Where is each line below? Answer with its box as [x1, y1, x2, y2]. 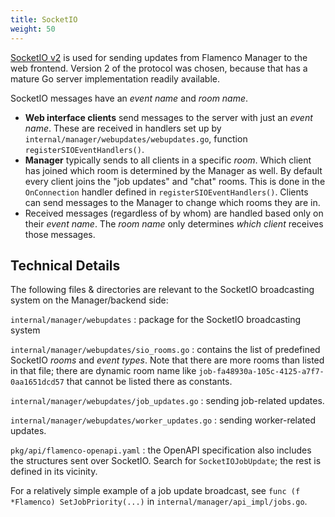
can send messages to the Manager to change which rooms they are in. [24, 196, 321, 208]
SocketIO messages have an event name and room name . [10, 92, 249, 104]
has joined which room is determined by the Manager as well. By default [24, 164, 323, 176]
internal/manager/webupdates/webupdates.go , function [24, 132, 248, 145]
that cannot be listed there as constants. [66, 376, 233, 388]
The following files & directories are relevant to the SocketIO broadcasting [10, 284, 315, 296]
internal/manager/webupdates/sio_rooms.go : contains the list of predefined [10, 344, 321, 356]
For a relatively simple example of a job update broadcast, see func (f [10, 485, 301, 497]
